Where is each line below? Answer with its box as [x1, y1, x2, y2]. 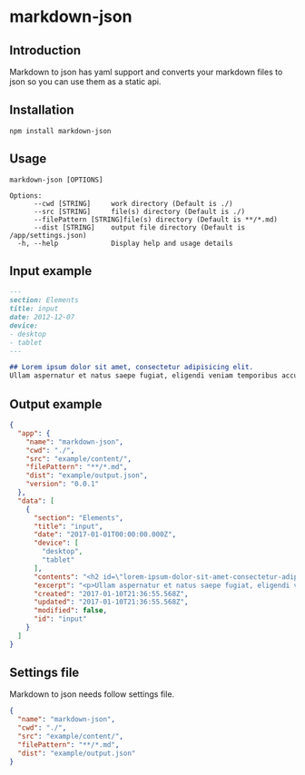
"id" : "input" [33, 614, 88, 623]
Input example [9, 263, 93, 279]
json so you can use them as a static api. [9, 76, 162, 87]
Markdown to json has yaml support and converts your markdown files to [9, 66, 283, 77]
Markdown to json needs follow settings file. [9, 689, 175, 700]
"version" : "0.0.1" [25, 479, 100, 489]
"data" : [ [17, 496, 54, 505]
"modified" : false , [33, 606, 107, 615]
